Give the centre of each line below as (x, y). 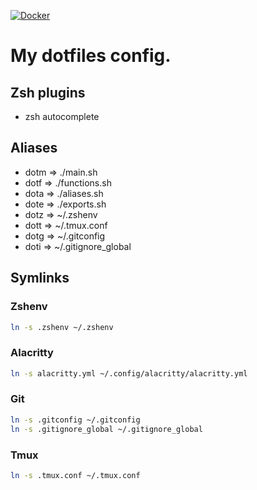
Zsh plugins (48, 92)
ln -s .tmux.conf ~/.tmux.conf (75, 475)
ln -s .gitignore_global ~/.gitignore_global (106, 429)
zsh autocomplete (62, 116)
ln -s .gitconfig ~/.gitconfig (75, 420)
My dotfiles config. (91, 56)
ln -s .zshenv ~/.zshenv (62, 327)
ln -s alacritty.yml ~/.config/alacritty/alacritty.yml (129, 373)
